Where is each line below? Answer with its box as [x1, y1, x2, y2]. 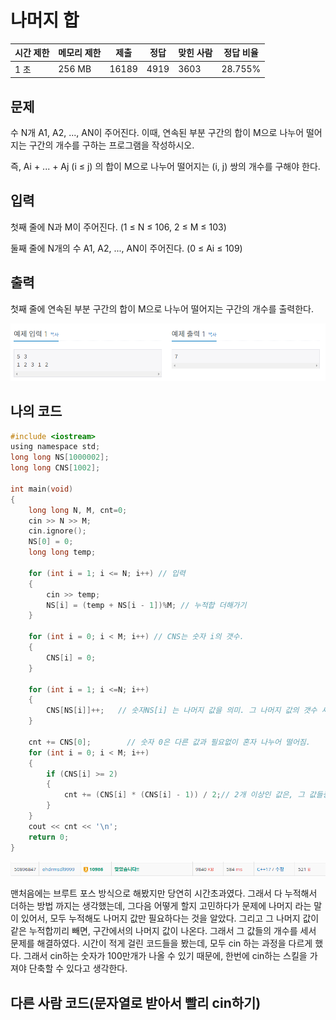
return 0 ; [28, 832, 70, 842]
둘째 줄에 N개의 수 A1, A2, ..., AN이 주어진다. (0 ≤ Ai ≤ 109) [10, 242, 243, 254]
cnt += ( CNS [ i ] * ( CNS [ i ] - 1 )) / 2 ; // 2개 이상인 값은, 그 [63, 790, 305, 800]
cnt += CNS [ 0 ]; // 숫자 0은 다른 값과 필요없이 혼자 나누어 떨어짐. [28, 737, 311, 747]
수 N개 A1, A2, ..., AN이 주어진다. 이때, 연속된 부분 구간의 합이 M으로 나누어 [10, 127, 305, 138]
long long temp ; [28, 547, 97, 558]
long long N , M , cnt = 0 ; [28, 505, 128, 515]
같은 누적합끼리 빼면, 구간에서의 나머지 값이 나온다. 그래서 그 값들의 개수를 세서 [10, 925, 317, 937]
